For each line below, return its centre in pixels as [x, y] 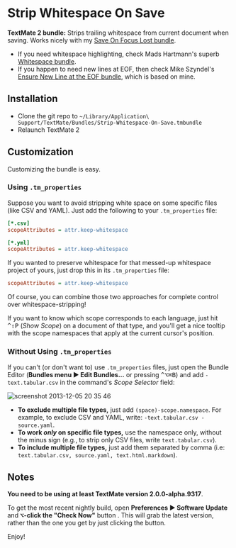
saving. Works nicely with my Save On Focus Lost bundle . [92, 40]
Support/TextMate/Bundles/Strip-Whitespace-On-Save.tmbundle [110, 123]
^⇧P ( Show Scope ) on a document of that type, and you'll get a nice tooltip [116, 326]
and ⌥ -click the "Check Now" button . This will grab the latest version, [111, 515]
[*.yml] [19, 242]
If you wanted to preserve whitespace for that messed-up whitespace [109, 263]
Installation [33, 99]
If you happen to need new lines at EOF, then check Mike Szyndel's [116, 69]
